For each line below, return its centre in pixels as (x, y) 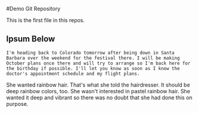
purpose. (17, 103)
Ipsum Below (31, 39)
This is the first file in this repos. (46, 20)
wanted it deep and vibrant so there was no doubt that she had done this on (99, 97)
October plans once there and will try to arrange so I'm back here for (98, 63)
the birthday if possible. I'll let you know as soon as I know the (93, 68)
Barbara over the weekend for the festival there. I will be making (93, 58)
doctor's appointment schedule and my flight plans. (73, 74)
